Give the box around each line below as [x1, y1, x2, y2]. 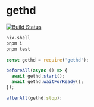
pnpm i [6, 40, 23, 47]
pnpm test [6, 46, 31, 52]
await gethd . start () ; [11, 73, 65, 80]
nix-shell [6, 35, 31, 41]
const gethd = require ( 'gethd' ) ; [6, 57, 89, 63]
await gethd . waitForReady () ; [11, 79, 84, 85]
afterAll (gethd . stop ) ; [6, 95, 62, 101]
